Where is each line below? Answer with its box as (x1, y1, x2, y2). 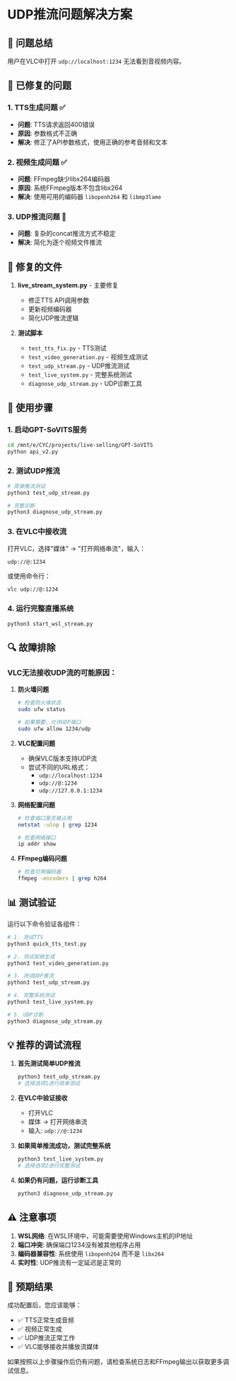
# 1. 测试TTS (7, 933, 44, 940)
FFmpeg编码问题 (17, 854, 67, 863)
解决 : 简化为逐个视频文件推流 (17, 238, 102, 246)
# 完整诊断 (7, 502, 35, 509)
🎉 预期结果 (7, 1281, 53, 1293)
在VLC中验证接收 (17, 1093, 69, 1102)
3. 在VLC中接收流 (7, 527, 67, 537)
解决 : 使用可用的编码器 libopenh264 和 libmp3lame (17, 192, 161, 200)
